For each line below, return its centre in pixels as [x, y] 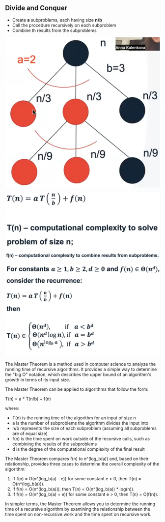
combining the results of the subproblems [55, 444]
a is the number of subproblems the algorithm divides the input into [80, 423]
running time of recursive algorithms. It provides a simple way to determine [81, 369]
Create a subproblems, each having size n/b [57, 20]
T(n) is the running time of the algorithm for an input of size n [74, 418]
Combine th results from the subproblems [54, 30]
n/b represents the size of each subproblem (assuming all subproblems [84, 428]
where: [12, 408]
